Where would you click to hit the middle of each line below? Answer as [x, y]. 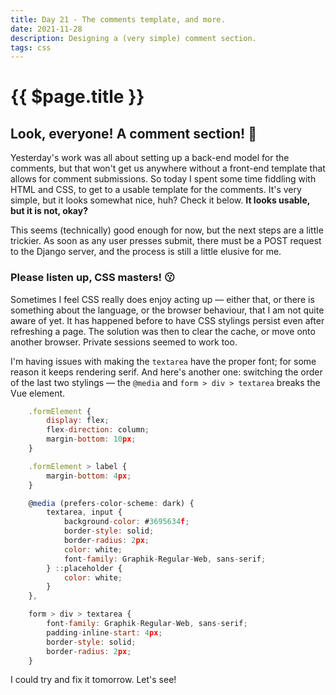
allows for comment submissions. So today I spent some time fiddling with [163, 179]
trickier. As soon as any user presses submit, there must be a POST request [166, 241]
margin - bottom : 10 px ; [91, 439]
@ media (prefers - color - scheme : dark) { [111, 503]
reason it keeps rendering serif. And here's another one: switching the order [166, 372]
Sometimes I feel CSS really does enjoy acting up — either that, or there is [162, 299]
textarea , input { [84, 512]
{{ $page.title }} [77, 97]
